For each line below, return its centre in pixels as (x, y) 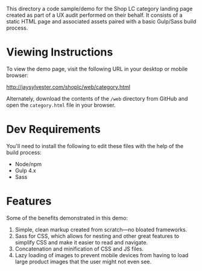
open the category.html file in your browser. (61, 105)
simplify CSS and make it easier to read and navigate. (81, 242)
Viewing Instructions (60, 52)
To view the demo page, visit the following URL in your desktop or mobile (97, 69)
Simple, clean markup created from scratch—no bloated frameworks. (101, 229)
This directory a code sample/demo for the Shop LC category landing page (99, 9)
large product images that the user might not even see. (83, 261)
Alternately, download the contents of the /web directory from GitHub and (97, 98)
